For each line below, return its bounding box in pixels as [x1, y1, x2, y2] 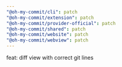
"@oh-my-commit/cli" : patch [6, 9, 78, 15]
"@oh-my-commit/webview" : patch [6, 37, 88, 43]
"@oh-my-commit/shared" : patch [6, 26, 86, 32]
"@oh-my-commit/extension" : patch [6, 15, 95, 21]
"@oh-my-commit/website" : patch [6, 32, 88, 38]
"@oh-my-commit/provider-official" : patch [6, 20, 116, 26]
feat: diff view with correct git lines [6, 54, 94, 61]
